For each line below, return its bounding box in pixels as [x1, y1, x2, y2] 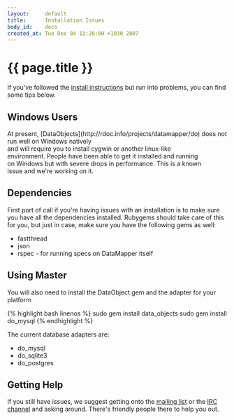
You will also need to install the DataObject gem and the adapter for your [7, 288, 217, 297]
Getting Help [7, 379, 64, 391]
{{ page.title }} [7, 60, 94, 76]
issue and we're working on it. [7, 167, 94, 175]
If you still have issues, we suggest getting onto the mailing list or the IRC [7, 398, 218, 406]
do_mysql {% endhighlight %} [7, 316, 94, 325]
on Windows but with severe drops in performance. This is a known [7, 159, 202, 168]
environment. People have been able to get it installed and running [7, 152, 198, 160]
